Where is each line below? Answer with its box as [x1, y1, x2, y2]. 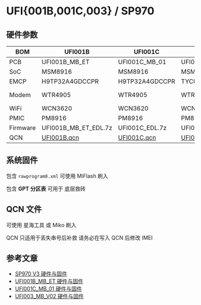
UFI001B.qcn [41, 134, 80, 141]
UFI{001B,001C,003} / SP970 [6, 4, 154, 18]
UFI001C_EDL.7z [118, 124, 167, 132]
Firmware [9, 124, 36, 132]
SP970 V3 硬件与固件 [14, 270, 68, 277]
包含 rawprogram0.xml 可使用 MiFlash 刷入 [6, 172, 109, 179]
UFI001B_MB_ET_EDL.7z [41, 124, 112, 132]
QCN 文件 [6, 204, 42, 215]
